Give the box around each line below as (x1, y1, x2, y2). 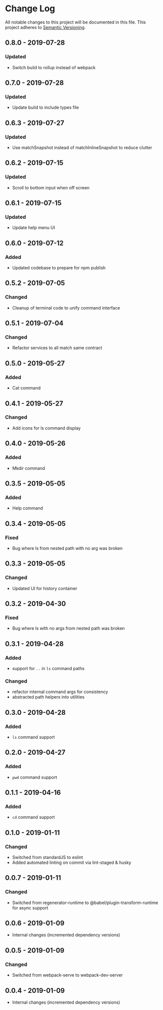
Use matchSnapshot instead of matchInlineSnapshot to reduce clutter (12, 145, 152, 150)
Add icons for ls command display (12, 425, 81, 431)
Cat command (12, 385, 41, 391)
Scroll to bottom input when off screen (12, 184, 90, 190)
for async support (12, 905, 48, 910)
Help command (12, 505, 43, 511)
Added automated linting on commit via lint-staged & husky (12, 859, 132, 865)
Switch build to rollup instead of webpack (12, 64, 96, 70)
